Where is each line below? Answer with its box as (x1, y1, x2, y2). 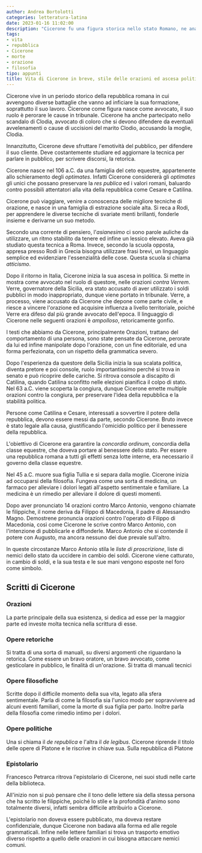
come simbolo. (6, 565, 43, 572)
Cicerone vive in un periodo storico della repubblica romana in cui (6, 93, 170, 100)
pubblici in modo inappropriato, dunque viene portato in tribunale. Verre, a (6, 291, 191, 298)
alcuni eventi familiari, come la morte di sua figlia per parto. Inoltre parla (6, 703, 185, 710)
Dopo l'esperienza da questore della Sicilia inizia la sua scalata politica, (6, 359, 182, 367)
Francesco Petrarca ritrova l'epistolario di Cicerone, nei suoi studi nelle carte (6, 774, 196, 780)
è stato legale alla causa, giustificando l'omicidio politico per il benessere (6, 422, 188, 430)
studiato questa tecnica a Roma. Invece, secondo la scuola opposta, (6, 241, 176, 248)
